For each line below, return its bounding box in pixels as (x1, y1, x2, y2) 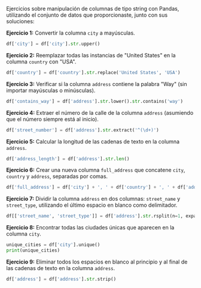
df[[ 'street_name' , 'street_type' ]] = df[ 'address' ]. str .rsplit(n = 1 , (6, 213, 184, 219)
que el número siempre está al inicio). (6, 115, 99, 122)
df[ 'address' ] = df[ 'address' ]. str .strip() (6, 276, 117, 282)
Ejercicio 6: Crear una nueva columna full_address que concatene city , (6, 167, 185, 174)
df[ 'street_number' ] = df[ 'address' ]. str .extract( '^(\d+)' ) (6, 127, 160, 133)
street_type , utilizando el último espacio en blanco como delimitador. (6, 201, 178, 209)
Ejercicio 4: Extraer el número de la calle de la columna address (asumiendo (6, 109, 194, 116)
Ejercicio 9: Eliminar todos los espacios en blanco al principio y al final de (6, 258, 188, 265)
